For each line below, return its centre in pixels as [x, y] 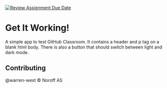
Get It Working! [37, 28]
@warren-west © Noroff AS [34, 80]
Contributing [25, 68]
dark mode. [17, 52]
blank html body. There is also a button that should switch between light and [84, 47]
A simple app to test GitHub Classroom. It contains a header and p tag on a [82, 41]
